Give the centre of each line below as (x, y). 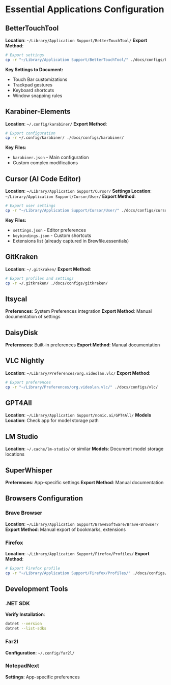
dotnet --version (24, 624)
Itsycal (16, 299)
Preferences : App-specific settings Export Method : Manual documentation (84, 483)
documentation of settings (33, 317)
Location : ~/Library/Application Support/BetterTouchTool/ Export (76, 40)
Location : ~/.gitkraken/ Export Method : (48, 269)
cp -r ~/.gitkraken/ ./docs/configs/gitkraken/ (57, 283)
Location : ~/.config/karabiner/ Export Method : (56, 124)
